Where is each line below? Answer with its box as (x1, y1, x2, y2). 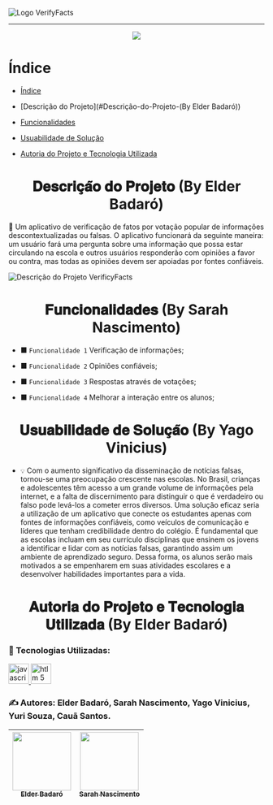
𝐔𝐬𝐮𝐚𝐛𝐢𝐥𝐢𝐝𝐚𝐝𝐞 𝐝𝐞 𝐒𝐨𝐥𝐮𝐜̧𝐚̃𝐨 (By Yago (19, 421, 254, 439)
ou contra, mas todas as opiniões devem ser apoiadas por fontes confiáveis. (8, 256, 264, 266)
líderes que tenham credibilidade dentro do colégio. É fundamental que (19, 526, 258, 535)
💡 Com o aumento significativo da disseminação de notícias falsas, (19, 465, 244, 475)
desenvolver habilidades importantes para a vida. (19, 569, 185, 578)
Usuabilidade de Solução (19, 132, 104, 142)
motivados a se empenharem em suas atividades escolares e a (19, 560, 232, 570)
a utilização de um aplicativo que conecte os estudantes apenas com (19, 509, 252, 518)
